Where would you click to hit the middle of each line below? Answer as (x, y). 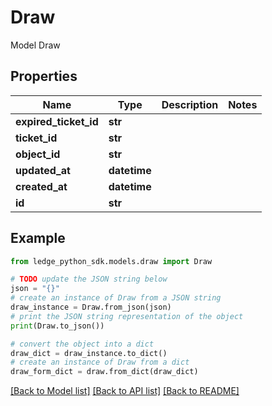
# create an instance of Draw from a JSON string (116, 298)
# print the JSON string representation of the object (127, 316)
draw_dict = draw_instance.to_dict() (89, 353)
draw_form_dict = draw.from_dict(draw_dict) (104, 372)
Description (190, 104)
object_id (38, 154)
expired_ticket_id (57, 121)
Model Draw (35, 45)
